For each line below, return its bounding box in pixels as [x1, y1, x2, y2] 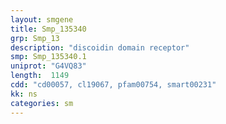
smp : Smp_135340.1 [10, 52, 87, 62]
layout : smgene [10, 14, 74, 25]
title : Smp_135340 [10, 24, 87, 34]
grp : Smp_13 [10, 33, 60, 43]
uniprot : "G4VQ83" [10, 61, 87, 71]
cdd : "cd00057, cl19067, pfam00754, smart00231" [10, 80, 217, 90]
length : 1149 [10, 71, 70, 81]
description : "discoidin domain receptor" [10, 42, 190, 53]
